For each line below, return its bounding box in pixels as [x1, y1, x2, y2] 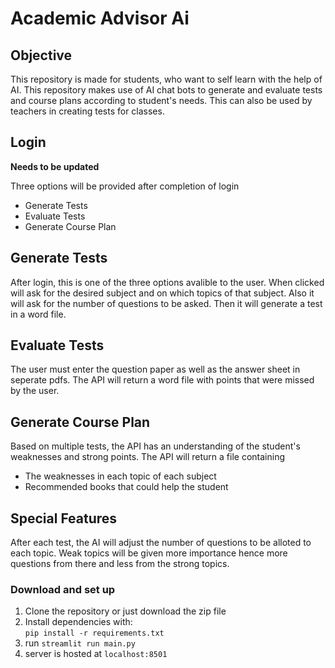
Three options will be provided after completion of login [10, 180, 240, 192]
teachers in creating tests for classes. [10, 105, 165, 117]
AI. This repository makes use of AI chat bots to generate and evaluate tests [10, 84, 323, 96]
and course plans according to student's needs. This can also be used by [10, 95, 313, 106]
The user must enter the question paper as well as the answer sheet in [10, 363, 301, 376]
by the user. [10, 385, 60, 397]
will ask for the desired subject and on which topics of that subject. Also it [10, 287, 315, 299]
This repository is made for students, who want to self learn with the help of [10, 73, 323, 85]
